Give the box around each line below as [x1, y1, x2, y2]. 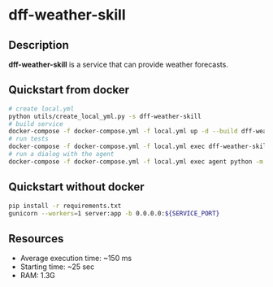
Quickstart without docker [8, 180, 145, 194]
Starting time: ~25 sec [19, 262, 95, 272]
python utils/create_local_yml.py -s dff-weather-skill [8, 112, 201, 120]
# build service [8, 120, 63, 128]
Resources [8, 232, 64, 246]
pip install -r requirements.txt [8, 202, 122, 210]
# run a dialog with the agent [8, 150, 115, 159]
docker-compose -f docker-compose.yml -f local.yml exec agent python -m [8, 157, 264, 166]
